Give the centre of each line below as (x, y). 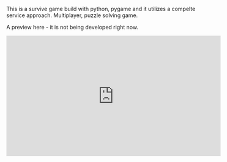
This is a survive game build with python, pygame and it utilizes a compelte (101, 9)
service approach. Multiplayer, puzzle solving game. (72, 15)
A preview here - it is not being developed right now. (73, 27)
